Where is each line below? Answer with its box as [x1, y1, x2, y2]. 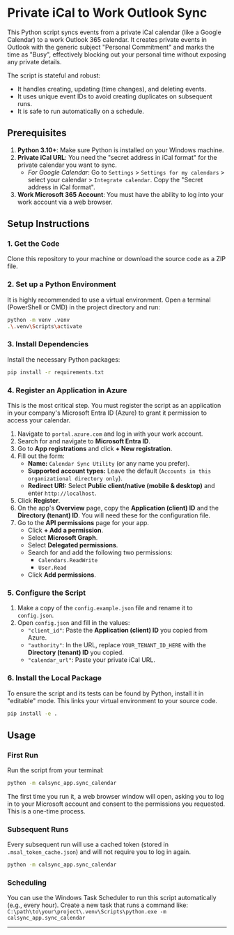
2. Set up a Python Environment [7, 279, 116, 289]
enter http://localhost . [27, 489, 97, 497]
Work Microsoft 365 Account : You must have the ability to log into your [17, 190, 224, 198]
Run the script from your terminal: [7, 766, 104, 774]
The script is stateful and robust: [7, 71, 101, 80]
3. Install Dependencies [7, 339, 89, 349]
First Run [7, 750, 38, 760]
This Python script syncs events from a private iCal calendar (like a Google [7, 28, 221, 36]
